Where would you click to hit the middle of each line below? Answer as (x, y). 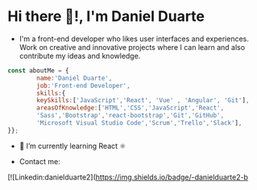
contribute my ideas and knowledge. (80, 56)
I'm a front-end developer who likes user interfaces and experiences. (134, 39)
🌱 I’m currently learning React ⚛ (73, 146)
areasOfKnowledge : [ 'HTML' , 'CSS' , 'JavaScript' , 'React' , (131, 108)
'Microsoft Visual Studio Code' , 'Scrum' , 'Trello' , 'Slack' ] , (139, 123)
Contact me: (40, 161)
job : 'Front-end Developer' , (83, 85)
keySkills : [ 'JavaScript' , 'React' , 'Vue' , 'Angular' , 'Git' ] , (143, 101)
